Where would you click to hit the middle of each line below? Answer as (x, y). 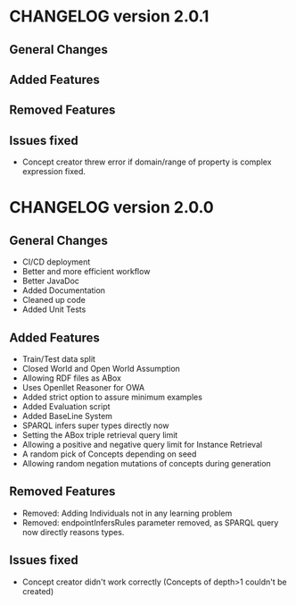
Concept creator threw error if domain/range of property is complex (147, 162)
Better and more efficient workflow (86, 272)
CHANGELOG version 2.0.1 (109, 17)
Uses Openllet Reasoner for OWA (83, 387)
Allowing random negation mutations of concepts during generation (147, 463)
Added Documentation (63, 290)
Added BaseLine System (67, 416)
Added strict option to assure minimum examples (112, 397)
